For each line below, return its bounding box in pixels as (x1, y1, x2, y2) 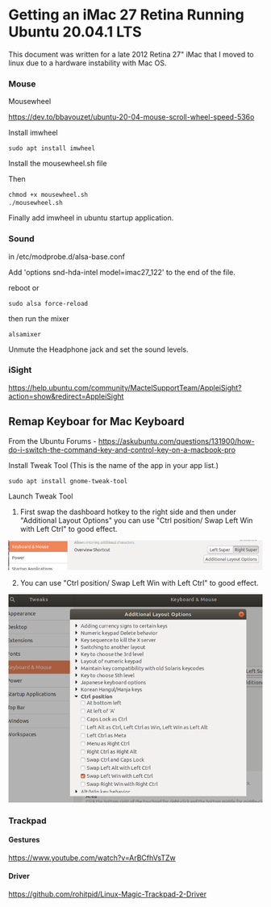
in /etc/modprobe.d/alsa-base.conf (8, 252, 125, 261)
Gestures (8, 835, 40, 845)
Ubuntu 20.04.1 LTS (8, 23, 143, 41)
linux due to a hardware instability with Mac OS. (8, 58, 167, 68)
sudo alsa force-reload (8, 299, 89, 307)
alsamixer (8, 330, 42, 338)
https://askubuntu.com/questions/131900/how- (98, 436, 256, 445)
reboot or (8, 282, 40, 292)
